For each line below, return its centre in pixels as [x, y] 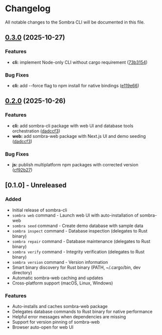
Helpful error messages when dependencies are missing [69, 316]
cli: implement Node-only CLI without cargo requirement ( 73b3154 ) [80, 62]
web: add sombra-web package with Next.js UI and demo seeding [79, 136]
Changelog [28, 9]
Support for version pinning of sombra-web [56, 322]
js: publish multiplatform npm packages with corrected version [75, 164]
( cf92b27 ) [22, 170]
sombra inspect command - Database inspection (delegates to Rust [80, 231]
